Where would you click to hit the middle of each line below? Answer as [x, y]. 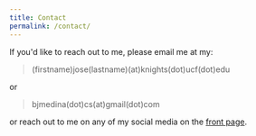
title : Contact [38, 18]
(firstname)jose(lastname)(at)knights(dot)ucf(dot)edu [131, 69]
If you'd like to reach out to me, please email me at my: [111, 51]
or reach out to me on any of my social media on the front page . [128, 122]
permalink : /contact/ [50, 26]
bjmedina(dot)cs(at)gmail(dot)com [95, 104]
